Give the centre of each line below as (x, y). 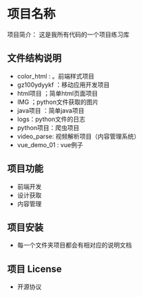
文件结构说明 (34, 58)
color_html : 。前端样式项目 (56, 76)
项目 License (34, 269)
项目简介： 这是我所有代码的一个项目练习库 (68, 34)
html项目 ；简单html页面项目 (57, 93)
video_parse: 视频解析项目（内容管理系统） (78, 136)
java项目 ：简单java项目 (51, 110)
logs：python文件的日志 (51, 119)
